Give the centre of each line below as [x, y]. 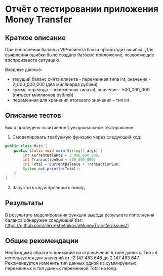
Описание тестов [33, 116]
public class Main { [26, 146]
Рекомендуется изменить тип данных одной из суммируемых [71, 263]
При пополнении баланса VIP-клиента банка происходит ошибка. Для [79, 50]
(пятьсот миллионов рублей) [43, 95]
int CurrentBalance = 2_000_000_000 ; [61, 155]
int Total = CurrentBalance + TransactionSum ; [72, 164]
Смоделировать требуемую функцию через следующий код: [77, 137]
